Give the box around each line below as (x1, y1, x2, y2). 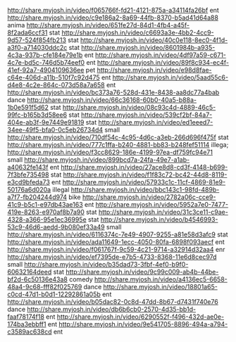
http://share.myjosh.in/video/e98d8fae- (97, 66, 212, 74)
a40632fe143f (7, 163, 49, 171)
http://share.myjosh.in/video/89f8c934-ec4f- (97, 58, 229, 66)
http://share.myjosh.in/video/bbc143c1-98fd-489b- (70, 186, 220, 194)
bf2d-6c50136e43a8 (7, 275, 68, 284)
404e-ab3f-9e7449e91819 (7, 118, 85, 126)
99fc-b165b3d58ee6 (7, 110, 68, 119)
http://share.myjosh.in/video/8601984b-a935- (80, 44, 216, 51)
